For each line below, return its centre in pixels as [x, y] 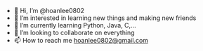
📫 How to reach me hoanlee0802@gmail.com [81, 40]
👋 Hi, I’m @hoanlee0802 [49, 11]
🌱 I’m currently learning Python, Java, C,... [75, 25]
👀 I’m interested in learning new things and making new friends [105, 18]
